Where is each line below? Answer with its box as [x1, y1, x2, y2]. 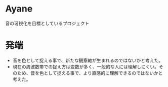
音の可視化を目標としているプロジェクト [5, 20, 90, 26]
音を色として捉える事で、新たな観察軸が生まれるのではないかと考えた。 [12, 57, 163, 63]
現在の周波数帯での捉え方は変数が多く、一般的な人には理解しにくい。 [12, 63, 159, 69]
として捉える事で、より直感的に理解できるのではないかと [44, 70, 163, 76]
